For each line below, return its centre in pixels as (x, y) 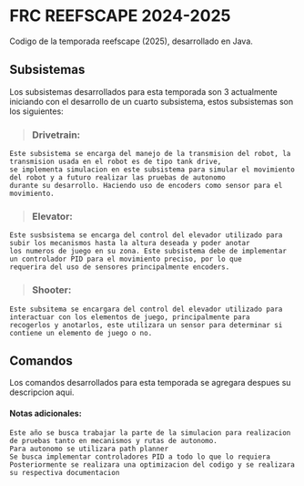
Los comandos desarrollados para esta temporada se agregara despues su (150, 383)
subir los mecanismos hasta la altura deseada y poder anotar (130, 243)
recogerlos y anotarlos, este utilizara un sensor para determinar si (146, 325)
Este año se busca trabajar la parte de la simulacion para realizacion (150, 433)
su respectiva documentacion (65, 472)
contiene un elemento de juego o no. (81, 333)
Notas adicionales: (46, 414)
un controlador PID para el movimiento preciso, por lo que (126, 259)
